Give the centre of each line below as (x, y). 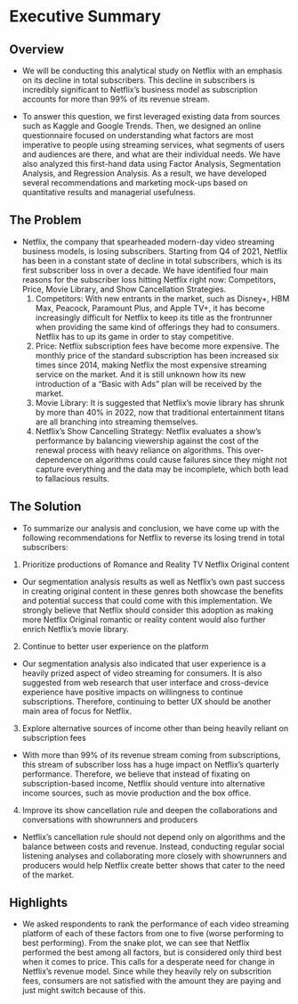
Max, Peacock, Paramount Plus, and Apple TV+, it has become (150, 308)
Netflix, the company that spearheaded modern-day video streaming (148, 242)
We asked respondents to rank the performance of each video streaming (155, 924)
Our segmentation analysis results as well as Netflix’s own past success (153, 581)
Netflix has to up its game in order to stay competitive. (134, 336)
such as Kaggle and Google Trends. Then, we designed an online (141, 126)
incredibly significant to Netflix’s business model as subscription (140, 90)
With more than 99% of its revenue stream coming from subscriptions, (151, 754)
